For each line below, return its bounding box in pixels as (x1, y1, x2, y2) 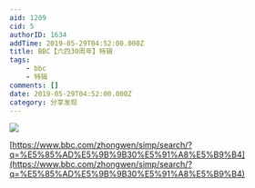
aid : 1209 (9, 13, 47, 23)
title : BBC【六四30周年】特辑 (9, 47, 114, 56)
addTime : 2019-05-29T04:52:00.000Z (9, 38, 145, 48)
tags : (9, 55, 30, 64)
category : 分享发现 (9, 97, 78, 107)
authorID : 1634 (9, 30, 67, 39)
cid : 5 (9, 22, 35, 31)
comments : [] (9, 81, 59, 90)
